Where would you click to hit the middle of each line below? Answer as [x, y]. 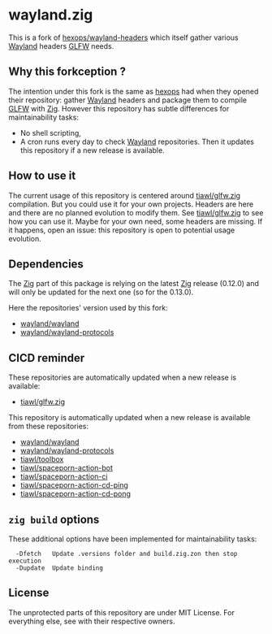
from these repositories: [49, 426]
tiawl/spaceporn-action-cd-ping [74, 485]
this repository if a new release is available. [92, 150]
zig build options [54, 519]
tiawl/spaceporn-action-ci [64, 476]
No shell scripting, [50, 132]
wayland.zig [51, 15]
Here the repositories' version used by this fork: [88, 308]
